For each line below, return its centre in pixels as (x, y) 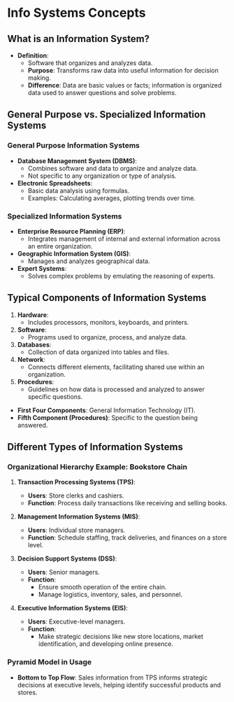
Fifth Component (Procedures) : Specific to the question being (107, 417)
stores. (27, 692)
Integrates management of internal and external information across (124, 239)
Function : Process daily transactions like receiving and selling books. (127, 503)
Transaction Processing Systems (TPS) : (76, 482)
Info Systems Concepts (76, 13)
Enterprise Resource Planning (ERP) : (71, 231)
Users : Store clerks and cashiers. (76, 496)
